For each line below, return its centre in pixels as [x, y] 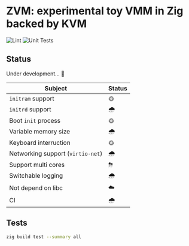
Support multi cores [37, 165]
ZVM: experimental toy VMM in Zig [95, 11]
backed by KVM [46, 24]
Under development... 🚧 [35, 74]
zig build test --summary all [44, 237]
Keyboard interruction [40, 142]
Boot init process [35, 120]
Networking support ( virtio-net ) [56, 154]
